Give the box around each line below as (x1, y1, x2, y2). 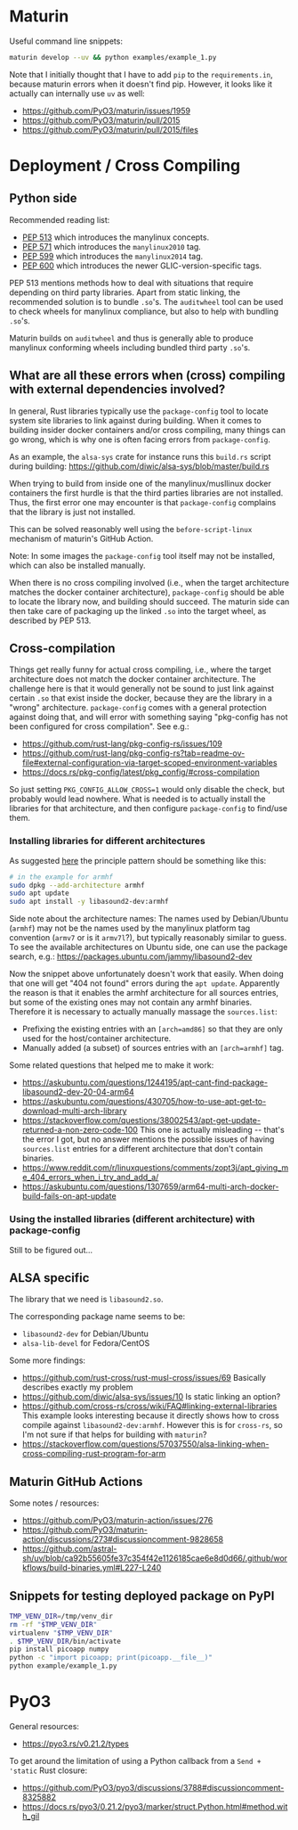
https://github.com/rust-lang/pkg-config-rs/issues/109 (21, 738, 222, 750)
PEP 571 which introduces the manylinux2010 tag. (21, 241, 202, 251)
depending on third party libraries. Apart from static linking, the (9, 287, 241, 298)
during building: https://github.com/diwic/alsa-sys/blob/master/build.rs (9, 461, 270, 472)
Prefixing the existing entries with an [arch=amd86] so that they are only (21, 1023, 283, 1035)
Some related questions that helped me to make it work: (9, 1060, 214, 1071)
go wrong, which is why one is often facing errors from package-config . (9, 434, 271, 445)
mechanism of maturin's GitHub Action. (9, 533, 154, 544)
